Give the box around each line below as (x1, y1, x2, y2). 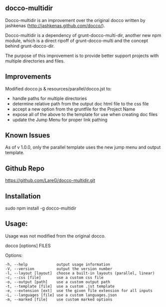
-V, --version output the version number (5, 266, 113, 271)
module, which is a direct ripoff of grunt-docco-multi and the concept (5, 37, 149, 43)
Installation (5, 192, 41, 200)
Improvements (5, 72, 51, 81)
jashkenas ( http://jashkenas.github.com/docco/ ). (5, 22, 106, 28)
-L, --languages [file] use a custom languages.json (5, 292, 117, 297)
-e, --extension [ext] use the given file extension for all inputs (5, 288, 153, 293)
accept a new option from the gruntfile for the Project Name (12, 106, 136, 112)
